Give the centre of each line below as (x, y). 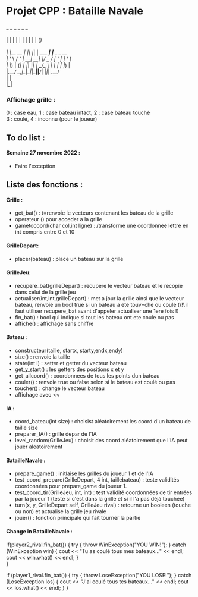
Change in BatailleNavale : (39, 532)
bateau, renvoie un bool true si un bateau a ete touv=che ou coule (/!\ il (102, 304)
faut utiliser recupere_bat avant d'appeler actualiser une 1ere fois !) (97, 311)
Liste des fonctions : (45, 185)
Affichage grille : (31, 99)
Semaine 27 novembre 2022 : (43, 153)
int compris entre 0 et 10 (45, 232)
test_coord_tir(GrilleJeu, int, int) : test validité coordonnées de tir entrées (103, 492)
